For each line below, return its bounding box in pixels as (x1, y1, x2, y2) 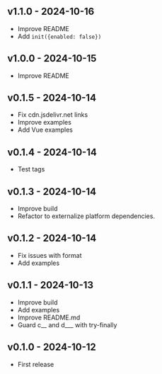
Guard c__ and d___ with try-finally (17, 320, 117, 329)
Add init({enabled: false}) (17, 32, 102, 40)
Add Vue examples (17, 125, 73, 134)
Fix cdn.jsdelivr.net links (17, 110, 88, 119)
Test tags (17, 165, 45, 174)
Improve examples (17, 118, 72, 127)
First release (17, 360, 54, 368)
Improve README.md (17, 313, 81, 322)
